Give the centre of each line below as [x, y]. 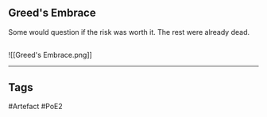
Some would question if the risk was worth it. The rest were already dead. [129, 32]
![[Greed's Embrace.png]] [50, 55]
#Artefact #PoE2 [36, 107]
